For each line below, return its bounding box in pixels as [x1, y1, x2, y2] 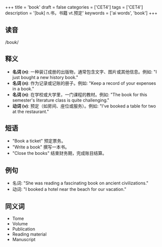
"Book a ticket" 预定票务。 [12, 138, 66, 144]
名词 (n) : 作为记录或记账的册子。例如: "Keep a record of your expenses [12, 80, 156, 86]
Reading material [12, 231, 47, 237]
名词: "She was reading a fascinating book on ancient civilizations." [12, 180, 149, 186]
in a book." [12, 86, 34, 92]
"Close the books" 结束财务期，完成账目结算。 [12, 150, 107, 156]
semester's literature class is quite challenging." [12, 97, 110, 103]
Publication [12, 226, 35, 232]
